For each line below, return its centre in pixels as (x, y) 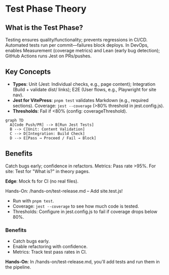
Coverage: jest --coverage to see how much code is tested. (76, 206)
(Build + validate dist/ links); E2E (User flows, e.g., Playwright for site (84, 89)
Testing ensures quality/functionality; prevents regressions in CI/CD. (77, 40)
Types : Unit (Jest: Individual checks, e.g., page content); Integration (84, 84)
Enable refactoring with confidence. (50, 246)
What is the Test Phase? (44, 28)
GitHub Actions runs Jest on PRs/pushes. (48, 56)
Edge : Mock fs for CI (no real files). (42, 181)
